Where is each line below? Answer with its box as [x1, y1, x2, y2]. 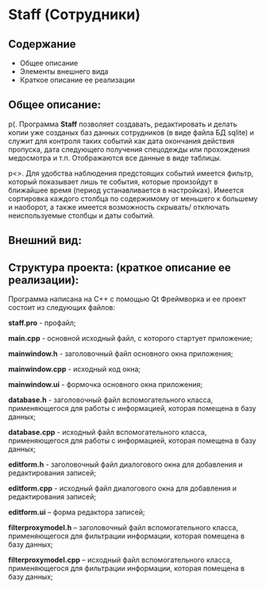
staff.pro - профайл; [8, 318, 77, 327]
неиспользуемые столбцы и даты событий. [8, 211, 155, 220]
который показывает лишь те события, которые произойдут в [8, 176, 218, 186]
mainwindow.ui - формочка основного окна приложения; [8, 380, 203, 389]
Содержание [8, 37, 77, 51]
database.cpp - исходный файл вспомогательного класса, [8, 428, 207, 437]
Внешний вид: [8, 234, 82, 247]
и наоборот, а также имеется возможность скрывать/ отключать [8, 202, 230, 211]
